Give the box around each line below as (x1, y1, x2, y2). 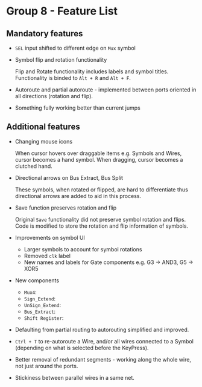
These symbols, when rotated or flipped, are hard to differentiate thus (14, 186, 188, 193)
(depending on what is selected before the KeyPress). (14, 344, 149, 351)
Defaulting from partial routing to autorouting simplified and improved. (14, 326, 189, 333)
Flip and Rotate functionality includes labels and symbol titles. (14, 68, 169, 75)
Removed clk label (24, 252, 71, 259)
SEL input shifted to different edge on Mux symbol (14, 44, 136, 51)
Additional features (6, 122, 80, 132)
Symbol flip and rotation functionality (14, 56, 107, 63)
